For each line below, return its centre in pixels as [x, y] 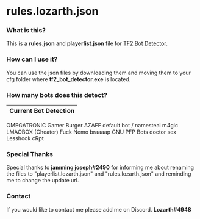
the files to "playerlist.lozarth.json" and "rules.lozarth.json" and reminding [99, 174]
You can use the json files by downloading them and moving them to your [98, 73]
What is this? [26, 31]
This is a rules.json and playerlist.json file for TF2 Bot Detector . [87, 43]
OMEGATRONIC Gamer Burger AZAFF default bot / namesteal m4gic [92, 126]
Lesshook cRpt [25, 138]
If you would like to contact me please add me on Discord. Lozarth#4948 [99, 209]
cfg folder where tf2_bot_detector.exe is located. [69, 79]
